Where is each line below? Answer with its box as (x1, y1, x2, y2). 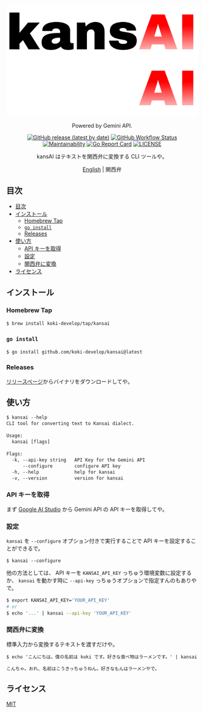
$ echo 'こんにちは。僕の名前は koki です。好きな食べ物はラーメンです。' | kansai (6, 653, 198, 660)
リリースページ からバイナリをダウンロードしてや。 (6, 378, 134, 385)
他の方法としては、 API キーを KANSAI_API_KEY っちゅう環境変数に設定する (6, 569, 192, 576)
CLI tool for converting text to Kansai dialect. (6, 420, 135, 427)
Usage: (6, 433, 23, 439)
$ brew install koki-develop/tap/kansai (6, 320, 111, 327)
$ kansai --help (6, 414, 47, 421)
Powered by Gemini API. (72, 122, 132, 130)
